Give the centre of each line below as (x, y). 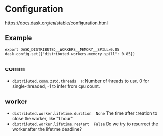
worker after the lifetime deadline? (47, 129)
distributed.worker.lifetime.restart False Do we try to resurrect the (85, 124)
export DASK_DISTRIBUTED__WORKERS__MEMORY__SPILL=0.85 (62, 50)
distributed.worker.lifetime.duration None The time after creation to (85, 113)
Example (19, 38)
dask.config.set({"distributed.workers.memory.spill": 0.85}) (70, 54)
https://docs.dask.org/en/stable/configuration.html (56, 23)
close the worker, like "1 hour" (42, 119)
